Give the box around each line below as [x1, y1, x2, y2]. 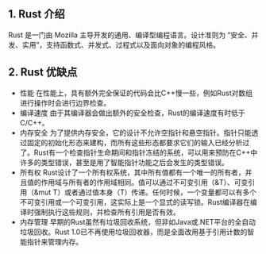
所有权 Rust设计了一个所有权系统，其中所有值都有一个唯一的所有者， [19, 167, 245, 177]
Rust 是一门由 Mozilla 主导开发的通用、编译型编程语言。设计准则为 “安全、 [8, 30, 252, 40]
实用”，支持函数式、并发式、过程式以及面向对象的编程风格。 [21, 40, 221, 49]
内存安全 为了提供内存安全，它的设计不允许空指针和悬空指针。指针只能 [19, 128, 252, 137]
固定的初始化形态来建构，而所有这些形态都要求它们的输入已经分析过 [26, 137, 250, 147]
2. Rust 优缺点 [8, 66, 78, 79]
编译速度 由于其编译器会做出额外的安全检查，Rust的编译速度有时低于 [19, 108, 245, 117]
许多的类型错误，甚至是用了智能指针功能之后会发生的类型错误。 [19, 157, 229, 167]
